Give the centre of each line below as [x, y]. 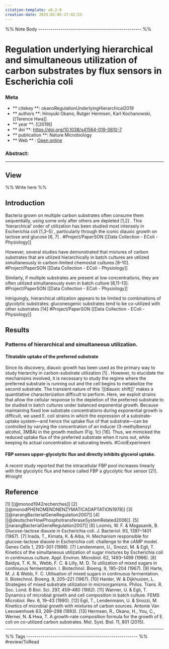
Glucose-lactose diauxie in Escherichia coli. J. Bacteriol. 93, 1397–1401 [78, 531]
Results [17, 330]
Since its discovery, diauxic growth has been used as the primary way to [80, 368]
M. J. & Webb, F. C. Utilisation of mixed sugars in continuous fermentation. [82, 574]
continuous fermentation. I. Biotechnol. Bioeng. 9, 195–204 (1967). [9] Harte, [84, 568]
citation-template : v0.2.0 [33, 10]
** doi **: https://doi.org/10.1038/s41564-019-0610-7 [67, 130]
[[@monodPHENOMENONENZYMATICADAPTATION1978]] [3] [69, 509]
